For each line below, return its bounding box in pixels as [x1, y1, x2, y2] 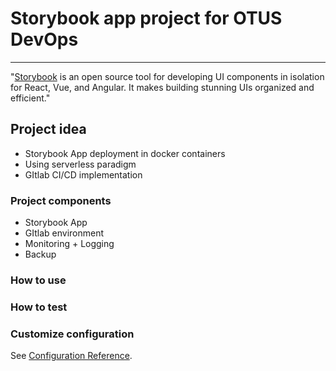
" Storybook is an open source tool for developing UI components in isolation [10, 70, 325, 82]
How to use [10, 273, 67, 287]
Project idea [10, 121, 87, 138]
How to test [10, 300, 68, 314]
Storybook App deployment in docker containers [24, 147, 226, 159]
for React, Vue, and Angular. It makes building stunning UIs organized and [10, 81, 315, 93]
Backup [24, 248, 57, 261]
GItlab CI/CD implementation [24, 168, 143, 181]
